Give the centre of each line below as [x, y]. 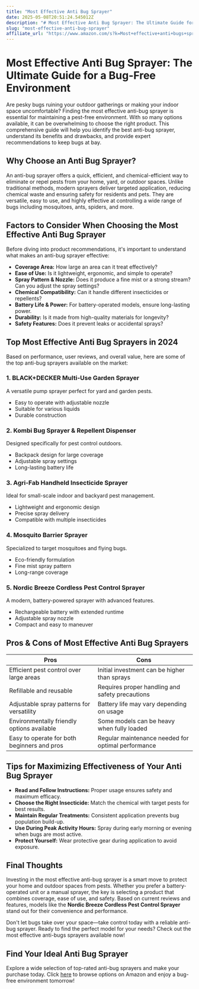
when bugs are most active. [49, 834]
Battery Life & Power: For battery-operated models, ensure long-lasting [102, 304]
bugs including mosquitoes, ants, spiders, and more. [70, 207]
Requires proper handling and [139, 687]
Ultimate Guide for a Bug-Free [81, 76]
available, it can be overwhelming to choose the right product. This [88, 124]
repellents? [28, 298]
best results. [30, 809]
